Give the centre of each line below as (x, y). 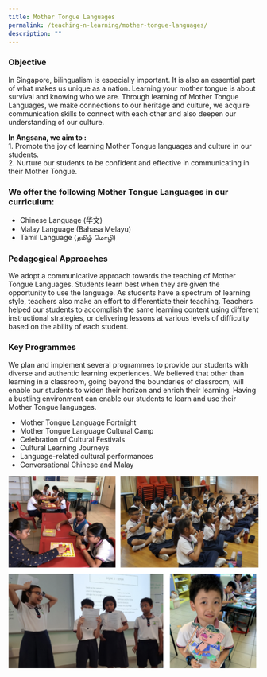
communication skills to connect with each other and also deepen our (122, 113)
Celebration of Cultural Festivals (72, 439)
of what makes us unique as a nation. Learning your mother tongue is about (132, 88)
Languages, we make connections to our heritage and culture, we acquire (129, 105)
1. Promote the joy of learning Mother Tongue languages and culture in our (130, 146)
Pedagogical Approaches (58, 259)
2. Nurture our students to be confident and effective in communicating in (129, 162)
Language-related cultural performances (86, 456)
